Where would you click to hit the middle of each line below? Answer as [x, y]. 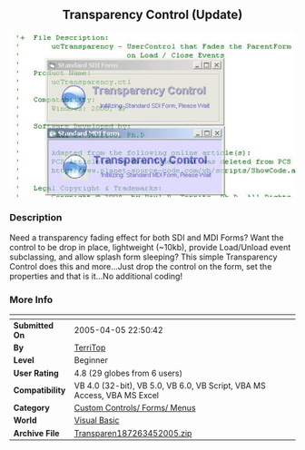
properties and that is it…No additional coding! [96, 276]
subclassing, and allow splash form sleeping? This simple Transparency [143, 257]
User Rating [36, 373]
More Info [31, 299]
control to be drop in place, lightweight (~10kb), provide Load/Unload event [150, 247]
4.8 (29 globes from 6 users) [128, 373]
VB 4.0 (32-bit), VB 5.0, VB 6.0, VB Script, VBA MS [170, 386]
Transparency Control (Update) [152, 15]
